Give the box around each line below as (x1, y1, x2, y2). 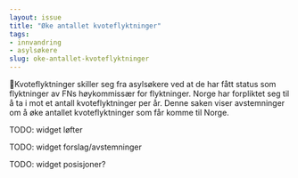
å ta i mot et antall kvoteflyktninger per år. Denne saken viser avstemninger (9, 98, 286, 108)
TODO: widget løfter (9, 125, 83, 134)
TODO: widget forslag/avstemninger (9, 142, 143, 152)
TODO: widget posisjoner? (9, 159, 106, 169)
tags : (9, 29, 29, 38)
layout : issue (9, 12, 62, 22)
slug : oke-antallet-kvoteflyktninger (9, 54, 150, 63)
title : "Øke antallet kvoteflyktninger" (9, 21, 162, 30)
